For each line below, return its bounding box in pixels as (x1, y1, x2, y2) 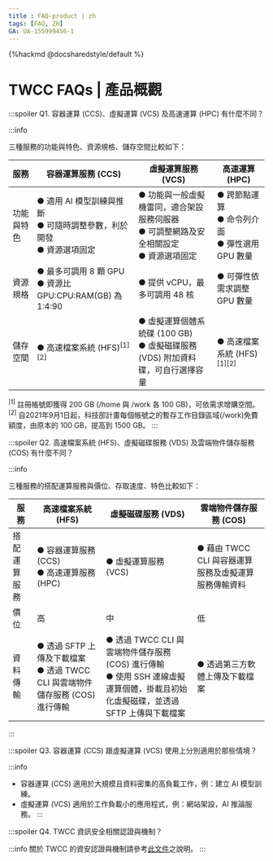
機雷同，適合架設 (137, 201, 204, 213)
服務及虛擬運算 (197, 567, 254, 578)
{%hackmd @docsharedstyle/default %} (8, 50, 145, 59)
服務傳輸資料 (197, 579, 246, 591)
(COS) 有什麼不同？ (8, 447, 75, 457)
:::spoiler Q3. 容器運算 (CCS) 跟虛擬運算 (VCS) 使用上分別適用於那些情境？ (8, 745, 258, 755)
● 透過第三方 (197, 658, 248, 670)
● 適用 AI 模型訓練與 (37, 195, 116, 207)
